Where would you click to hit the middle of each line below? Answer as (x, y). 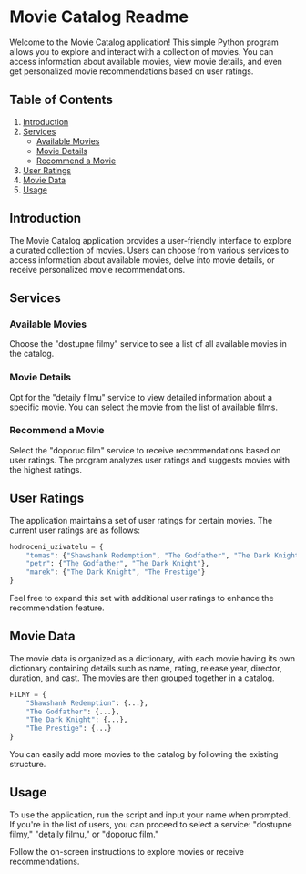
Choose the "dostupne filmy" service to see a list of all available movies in (148, 344)
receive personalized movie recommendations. (97, 269)
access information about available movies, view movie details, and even (146, 61)
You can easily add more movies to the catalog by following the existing (144, 754)
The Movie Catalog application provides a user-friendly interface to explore (151, 240)
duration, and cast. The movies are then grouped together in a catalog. (142, 678)
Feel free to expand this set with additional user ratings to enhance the (142, 598)
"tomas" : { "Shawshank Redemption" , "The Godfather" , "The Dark (148, 555)
